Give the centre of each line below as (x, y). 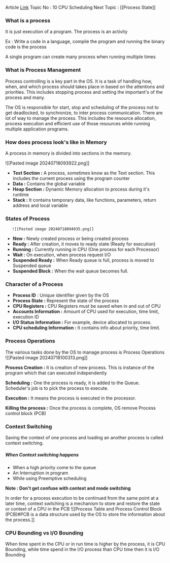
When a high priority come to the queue (54, 468)
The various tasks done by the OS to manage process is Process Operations (85, 352)
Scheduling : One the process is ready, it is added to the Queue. (73, 383)
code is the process (26, 47)
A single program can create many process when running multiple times (80, 57)
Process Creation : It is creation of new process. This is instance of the (80, 367)
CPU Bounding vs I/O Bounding (44, 533)
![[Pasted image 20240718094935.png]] (53, 229)
